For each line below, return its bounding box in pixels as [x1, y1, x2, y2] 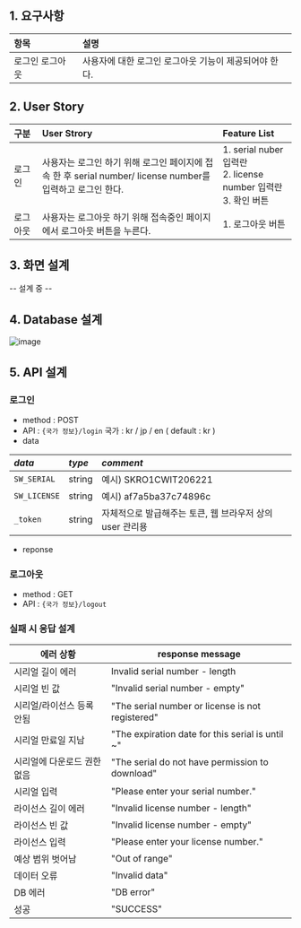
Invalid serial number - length [110, 664, 236, 677]
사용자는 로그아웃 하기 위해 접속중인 [41, 211, 185, 223]
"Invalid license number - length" [110, 802, 252, 814]
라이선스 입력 [13, 836, 66, 848]
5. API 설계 [9, 364, 67, 379]
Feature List [222, 126, 275, 139]
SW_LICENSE [13, 490, 60, 500]
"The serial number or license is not [110, 699, 262, 712]
